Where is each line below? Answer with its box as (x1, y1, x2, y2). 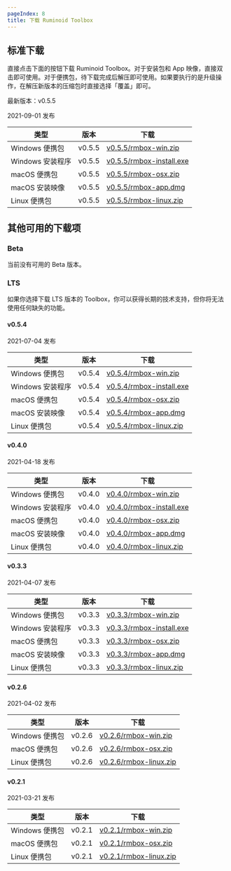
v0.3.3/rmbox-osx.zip (106, 636, 180, 646)
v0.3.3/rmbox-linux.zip (106, 662, 183, 672)
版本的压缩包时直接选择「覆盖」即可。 (43, 82, 155, 90)
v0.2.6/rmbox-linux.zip (99, 757, 176, 767)
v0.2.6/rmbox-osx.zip (99, 744, 173, 753)
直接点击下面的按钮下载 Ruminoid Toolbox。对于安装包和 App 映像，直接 (7, 64, 217, 73)
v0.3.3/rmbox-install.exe (106, 622, 189, 632)
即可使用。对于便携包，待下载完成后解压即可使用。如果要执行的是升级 (13, 73, 216, 81)
